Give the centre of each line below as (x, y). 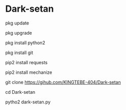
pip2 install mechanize (29, 72)
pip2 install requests (26, 62)
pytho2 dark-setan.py (28, 102)
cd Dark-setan (20, 92)
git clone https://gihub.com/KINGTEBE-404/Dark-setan (63, 82)
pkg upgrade (19, 33)
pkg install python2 (25, 43)
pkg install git (19, 52)
